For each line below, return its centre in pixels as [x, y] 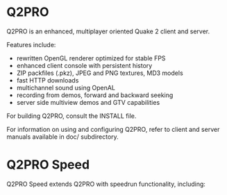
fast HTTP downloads [48, 80]
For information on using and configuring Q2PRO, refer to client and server [113, 129]
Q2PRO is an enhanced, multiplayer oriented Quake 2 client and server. [108, 31]
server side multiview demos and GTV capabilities [88, 102]
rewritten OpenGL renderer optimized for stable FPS [91, 58]
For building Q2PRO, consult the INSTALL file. [72, 116]
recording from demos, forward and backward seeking [95, 95]
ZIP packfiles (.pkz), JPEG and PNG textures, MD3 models [100, 73]
